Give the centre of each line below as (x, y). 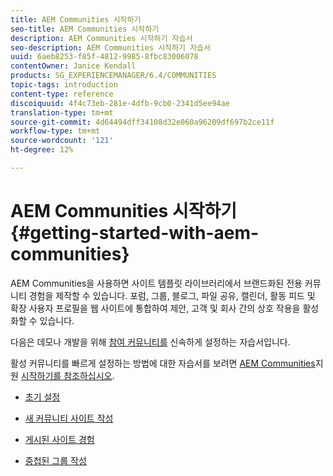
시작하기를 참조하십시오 (66, 375)
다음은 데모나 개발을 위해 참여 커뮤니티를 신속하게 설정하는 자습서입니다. (150, 342)
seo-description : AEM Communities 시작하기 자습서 (110, 47)
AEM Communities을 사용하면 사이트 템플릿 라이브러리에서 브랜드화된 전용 (156, 283)
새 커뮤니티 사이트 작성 (69, 418)
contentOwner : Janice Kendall (73, 66)
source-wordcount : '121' (62, 141)
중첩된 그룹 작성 (55, 460)
